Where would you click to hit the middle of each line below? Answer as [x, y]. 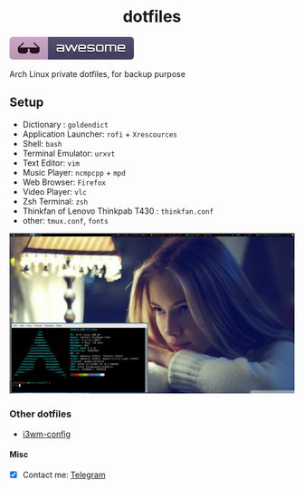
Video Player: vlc [55, 191]
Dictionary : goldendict [65, 124]
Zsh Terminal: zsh [55, 201]
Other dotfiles [41, 414]
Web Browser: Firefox [64, 182]
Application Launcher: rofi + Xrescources [100, 134]
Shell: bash [42, 143]
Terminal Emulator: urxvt [69, 153]
